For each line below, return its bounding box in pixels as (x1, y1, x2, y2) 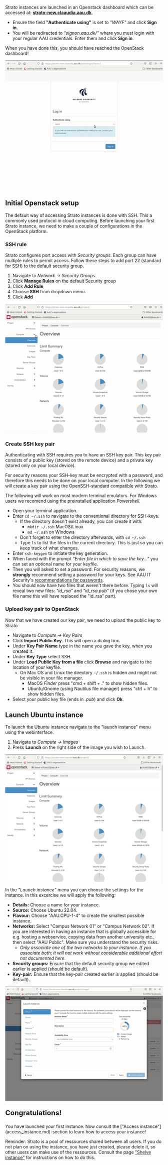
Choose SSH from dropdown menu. (12, 289, 86, 295)
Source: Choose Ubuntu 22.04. (12, 907, 77, 913)
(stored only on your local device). (5, 462, 76, 469)
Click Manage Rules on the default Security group (12, 278, 116, 284)
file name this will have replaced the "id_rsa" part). (12, 593, 116, 599)
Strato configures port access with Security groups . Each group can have (5, 252, 156, 258)
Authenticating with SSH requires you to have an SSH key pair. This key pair (5, 452, 161, 458)
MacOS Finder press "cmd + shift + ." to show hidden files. (27, 680, 148, 686)
